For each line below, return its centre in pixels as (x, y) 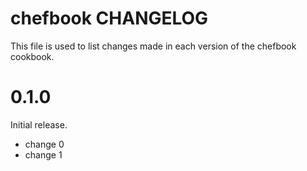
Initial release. (39, 124)
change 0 (44, 144)
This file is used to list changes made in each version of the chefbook (153, 46)
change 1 (43, 154)
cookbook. (32, 56)
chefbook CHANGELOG (109, 18)
